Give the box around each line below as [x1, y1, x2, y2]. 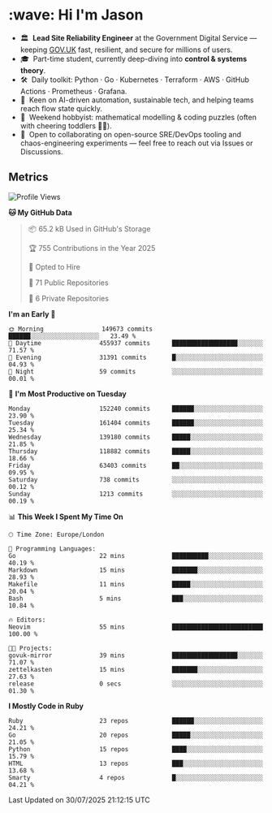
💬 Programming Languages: [8, 544, 96, 553]
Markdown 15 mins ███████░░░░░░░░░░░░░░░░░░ [8, 566, 264, 574]
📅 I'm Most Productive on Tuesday [8, 388, 127, 399]
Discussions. [19, 146, 63, 156]
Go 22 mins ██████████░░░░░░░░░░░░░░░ [8, 551, 264, 560]
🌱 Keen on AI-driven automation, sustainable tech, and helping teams [19, 95, 254, 105]
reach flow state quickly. [19, 103, 103, 113]
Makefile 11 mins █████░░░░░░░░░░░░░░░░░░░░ [8, 580, 264, 588]
